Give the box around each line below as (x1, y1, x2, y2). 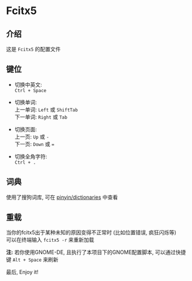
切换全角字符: (14, 153, 47, 160)
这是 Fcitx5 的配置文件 (6, 46, 61, 52)
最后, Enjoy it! (6, 269, 39, 276)
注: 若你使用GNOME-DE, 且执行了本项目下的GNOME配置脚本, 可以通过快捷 (6, 249, 186, 256)
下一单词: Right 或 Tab (14, 113, 67, 120)
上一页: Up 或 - (14, 133, 50, 140)
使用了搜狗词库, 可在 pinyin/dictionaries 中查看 (6, 194, 118, 201)
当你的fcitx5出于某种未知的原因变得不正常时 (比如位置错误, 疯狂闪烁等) (6, 229, 177, 236)
